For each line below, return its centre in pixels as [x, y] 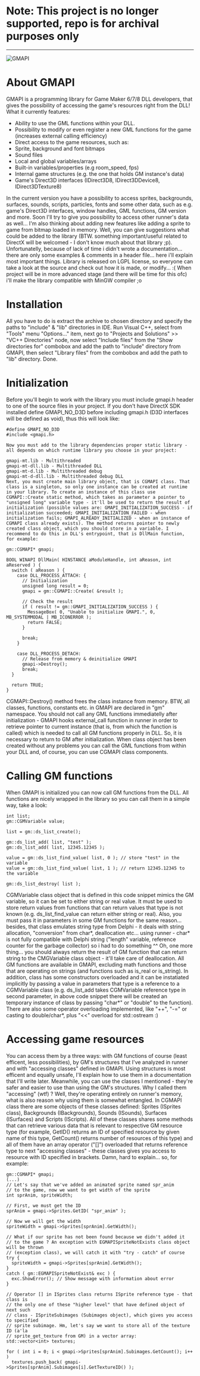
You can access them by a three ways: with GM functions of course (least [97, 1055]
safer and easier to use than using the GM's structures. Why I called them [96, 1087]
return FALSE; [45, 622]
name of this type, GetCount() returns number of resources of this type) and [100, 1138]
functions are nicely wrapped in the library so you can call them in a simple [98, 799]
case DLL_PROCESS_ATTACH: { [51, 575]
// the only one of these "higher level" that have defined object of [96, 1304]
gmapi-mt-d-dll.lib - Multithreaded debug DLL [65, 476]
